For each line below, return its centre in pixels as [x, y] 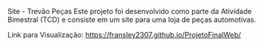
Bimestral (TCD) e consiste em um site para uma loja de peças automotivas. [132, 20]
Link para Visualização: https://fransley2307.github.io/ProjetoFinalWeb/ [124, 35]
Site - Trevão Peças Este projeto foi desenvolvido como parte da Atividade [130, 11]
